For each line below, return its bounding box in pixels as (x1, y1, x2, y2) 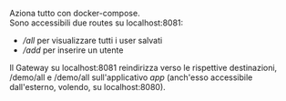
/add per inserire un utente (22, 45, 124, 56)
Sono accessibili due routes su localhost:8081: (9, 17, 184, 28)
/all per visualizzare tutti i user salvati (22, 35, 163, 45)
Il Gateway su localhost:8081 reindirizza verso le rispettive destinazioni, (9, 63, 278, 73)
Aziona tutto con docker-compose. (9, 8, 140, 18)
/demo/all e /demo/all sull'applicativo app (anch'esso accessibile (9, 72, 253, 83)
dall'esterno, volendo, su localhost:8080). (9, 82, 166, 92)
